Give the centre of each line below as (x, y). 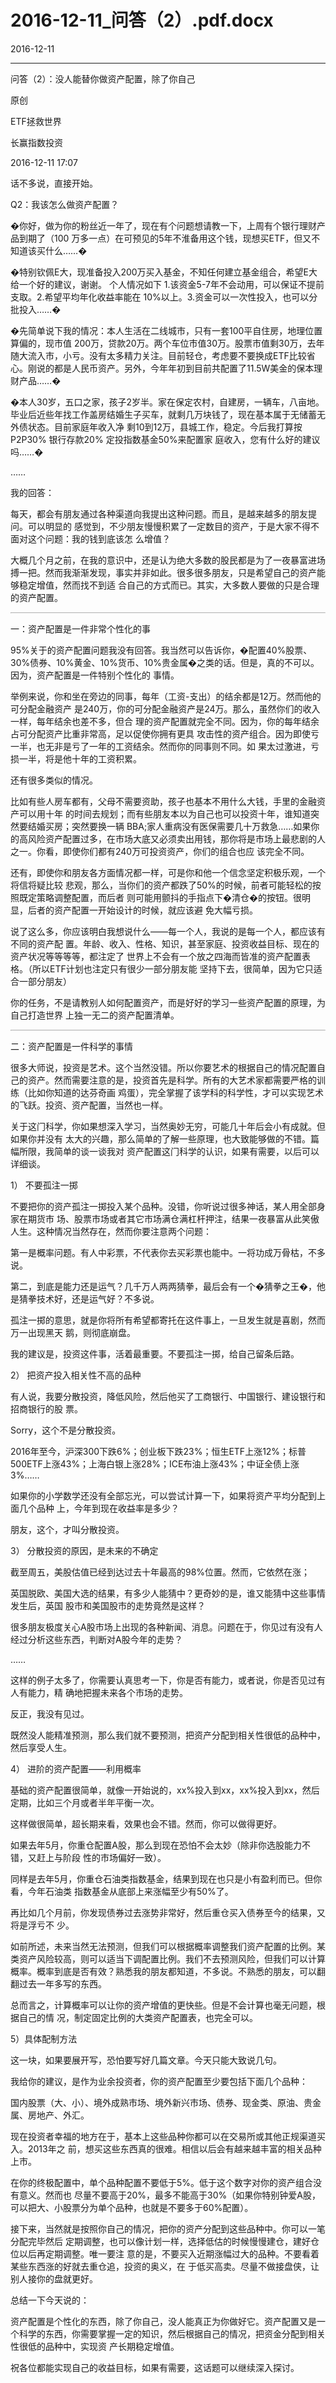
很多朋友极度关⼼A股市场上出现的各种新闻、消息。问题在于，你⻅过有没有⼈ (166, 1627)
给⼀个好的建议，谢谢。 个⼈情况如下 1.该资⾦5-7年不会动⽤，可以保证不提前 (167, 284)
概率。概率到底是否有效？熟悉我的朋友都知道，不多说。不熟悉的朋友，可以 (163, 1971)
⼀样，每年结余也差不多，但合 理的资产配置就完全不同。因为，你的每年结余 (165, 721)
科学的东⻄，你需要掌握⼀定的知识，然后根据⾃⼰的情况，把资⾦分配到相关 (172, 2333)
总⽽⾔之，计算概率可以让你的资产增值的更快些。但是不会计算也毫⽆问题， (163, 2005)
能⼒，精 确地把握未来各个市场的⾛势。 (107, 1692)
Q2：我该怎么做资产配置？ (65, 204)
